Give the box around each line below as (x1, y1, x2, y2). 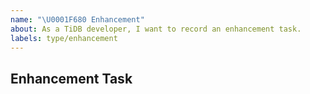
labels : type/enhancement (10, 33, 118, 43)
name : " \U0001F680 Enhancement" (10, 14, 145, 25)
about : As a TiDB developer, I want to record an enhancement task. (10, 24, 302, 34)
